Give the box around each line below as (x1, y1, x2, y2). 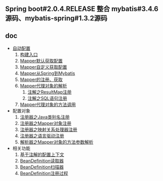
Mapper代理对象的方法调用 (20, 101, 76, 107)
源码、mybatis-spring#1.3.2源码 (5, 14, 108, 22)
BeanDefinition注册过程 (20, 170, 69, 176)
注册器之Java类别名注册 (20, 114, 70, 120)
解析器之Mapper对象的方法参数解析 (20, 139, 94, 145)
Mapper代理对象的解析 (20, 83, 67, 89)
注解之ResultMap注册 (27, 89, 72, 95)
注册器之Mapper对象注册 (20, 120, 72, 126)
